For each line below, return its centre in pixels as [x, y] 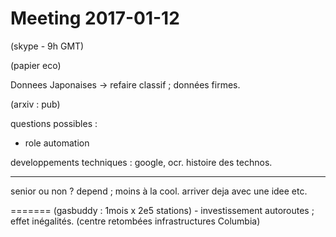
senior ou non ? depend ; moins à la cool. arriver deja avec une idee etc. [159, 191]
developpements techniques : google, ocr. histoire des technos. [141, 162]
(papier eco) [36, 65]
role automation [57, 143]
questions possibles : [54, 123]
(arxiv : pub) [35, 104]
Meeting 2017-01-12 [95, 18]
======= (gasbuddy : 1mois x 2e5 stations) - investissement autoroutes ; [162, 210]
